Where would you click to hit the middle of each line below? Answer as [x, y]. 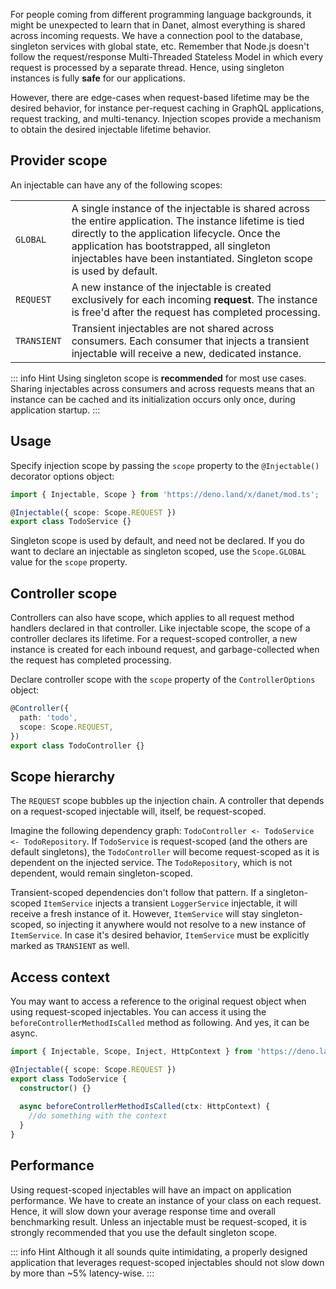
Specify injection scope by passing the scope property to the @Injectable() [165, 465]
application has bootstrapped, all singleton [171, 246]
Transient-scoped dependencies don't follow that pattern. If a [137, 893]
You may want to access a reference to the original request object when [158, 1001]
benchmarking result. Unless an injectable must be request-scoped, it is [158, 1221]
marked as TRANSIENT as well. [70, 946]
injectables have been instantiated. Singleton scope [192, 258]
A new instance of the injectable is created [171, 287]
